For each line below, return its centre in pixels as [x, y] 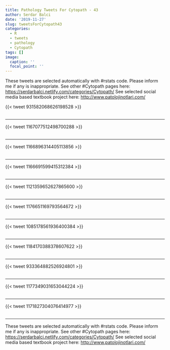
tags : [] [14, 52]
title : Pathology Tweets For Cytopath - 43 [52, 10]
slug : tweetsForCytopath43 [34, 24]
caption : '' [23, 62]
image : [12, 57]
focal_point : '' [27, 66]
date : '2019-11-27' [26, 19]
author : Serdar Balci [28, 15]
